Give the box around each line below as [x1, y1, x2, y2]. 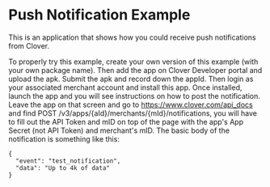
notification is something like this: [8, 134, 120, 143]
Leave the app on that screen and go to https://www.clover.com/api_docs [8, 100, 253, 109]
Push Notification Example [8, 6, 191, 24]
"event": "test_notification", [15, 156, 121, 165]
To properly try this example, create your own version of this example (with [8, 57, 259, 66]
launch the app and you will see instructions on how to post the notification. [8, 91, 261, 100]
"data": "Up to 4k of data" [15, 164, 111, 172]
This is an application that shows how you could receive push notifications [8, 32, 256, 42]
